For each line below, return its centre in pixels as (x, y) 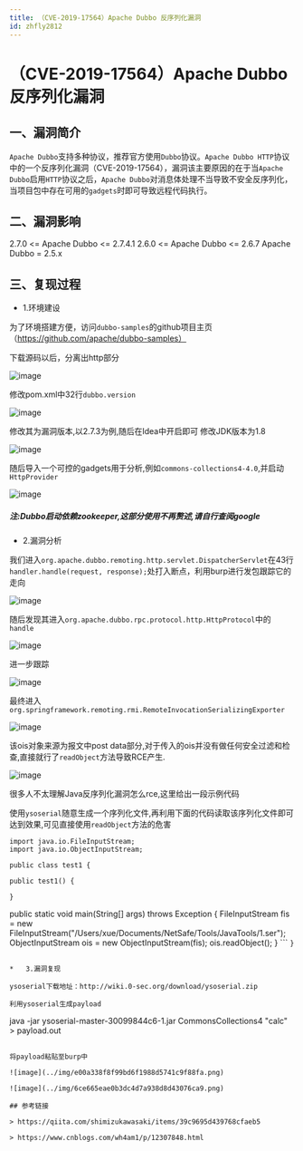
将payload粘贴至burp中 (49, 1057)
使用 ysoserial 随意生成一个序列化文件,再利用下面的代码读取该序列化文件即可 (151, 813)
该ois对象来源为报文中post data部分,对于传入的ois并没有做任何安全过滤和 (146, 746)
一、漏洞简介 (45, 133)
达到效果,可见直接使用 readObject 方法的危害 (90, 825)
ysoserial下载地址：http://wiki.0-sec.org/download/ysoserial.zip (133, 987)
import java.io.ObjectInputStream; (76, 850)
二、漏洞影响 (45, 222)
